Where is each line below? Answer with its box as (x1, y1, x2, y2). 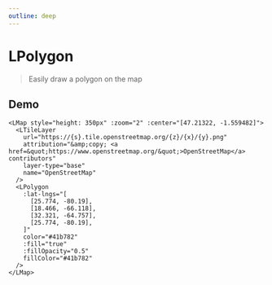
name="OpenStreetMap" (23, 169, 96, 178)
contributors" (8, 155, 57, 163)
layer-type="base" (23, 162, 86, 170)
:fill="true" (23, 240, 68, 248)
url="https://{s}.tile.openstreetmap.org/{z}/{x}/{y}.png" (23, 134, 228, 142)
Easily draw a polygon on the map (28, 74, 143, 84)
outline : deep (8, 11, 57, 20)
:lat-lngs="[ (23, 191, 68, 199)
